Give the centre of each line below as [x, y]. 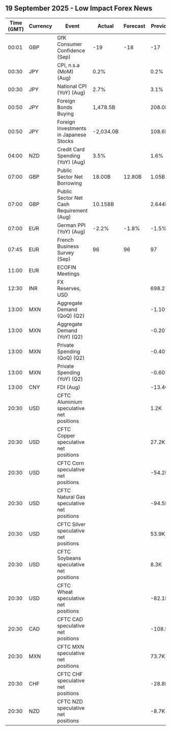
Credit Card [71, 149]
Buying [65, 113]
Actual [106, 26]
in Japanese [72, 135]
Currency [40, 26]
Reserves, [69, 288]
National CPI [72, 86]
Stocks [65, 141]
